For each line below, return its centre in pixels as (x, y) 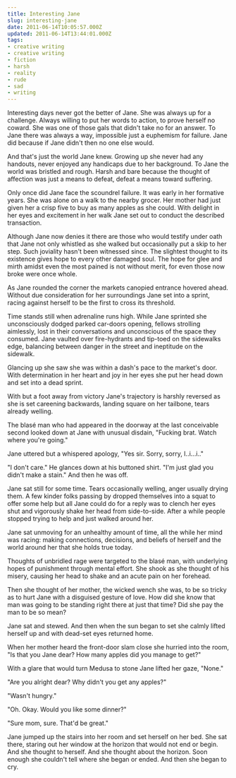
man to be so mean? (37, 613)
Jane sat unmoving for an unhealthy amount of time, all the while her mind (115, 532)
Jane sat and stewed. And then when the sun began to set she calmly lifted (116, 626)
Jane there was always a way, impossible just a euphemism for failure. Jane (117, 136)
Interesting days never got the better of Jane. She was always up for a (109, 113)
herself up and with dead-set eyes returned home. (80, 634)
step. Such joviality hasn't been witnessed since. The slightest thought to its (118, 252)
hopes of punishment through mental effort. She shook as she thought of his (118, 569)
